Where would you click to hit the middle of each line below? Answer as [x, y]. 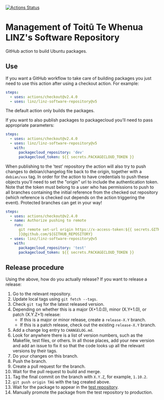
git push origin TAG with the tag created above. [62, 382]
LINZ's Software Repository [63, 38]
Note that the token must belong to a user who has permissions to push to [80, 187]
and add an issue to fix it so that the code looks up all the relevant [79, 346]
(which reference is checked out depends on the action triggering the [75, 197]
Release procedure [35, 268]
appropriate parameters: [30, 125]
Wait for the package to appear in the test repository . [65, 387]
